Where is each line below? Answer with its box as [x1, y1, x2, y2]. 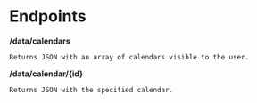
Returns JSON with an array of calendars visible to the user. [9, 52, 250, 61]
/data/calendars [9, 36, 70, 46]
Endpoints [9, 6, 87, 27]
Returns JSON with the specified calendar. [9, 85, 174, 94]
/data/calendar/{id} [9, 68, 84, 79]
